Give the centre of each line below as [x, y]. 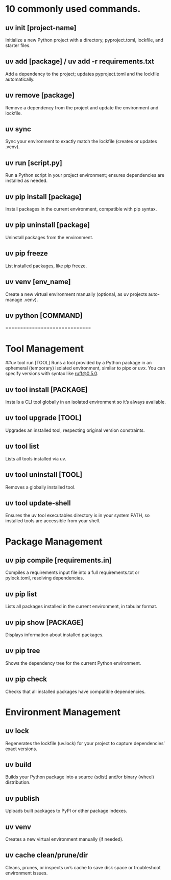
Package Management [54, 541]
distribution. [18, 782]
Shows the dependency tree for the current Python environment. [73, 663]
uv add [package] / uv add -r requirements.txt [80, 62]
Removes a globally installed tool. [40, 487]
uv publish [22, 798]
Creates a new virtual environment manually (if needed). [64, 839]
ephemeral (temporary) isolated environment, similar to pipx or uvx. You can [85, 368]
